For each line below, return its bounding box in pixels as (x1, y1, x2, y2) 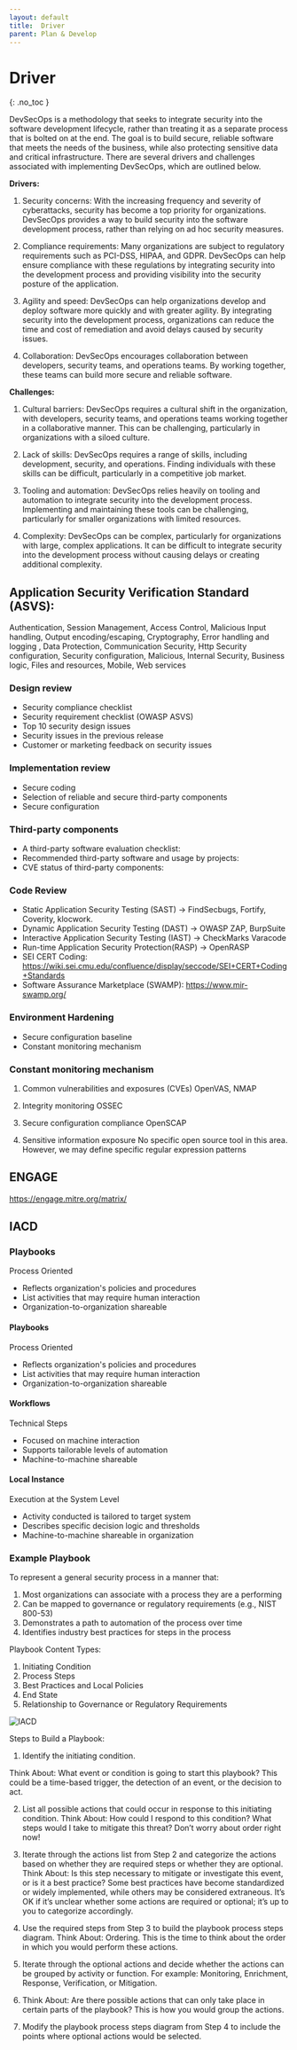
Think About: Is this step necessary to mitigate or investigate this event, (21, 1868, 284, 1879)
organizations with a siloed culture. (21, 432, 151, 443)
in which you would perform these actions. (21, 1942, 179, 1952)
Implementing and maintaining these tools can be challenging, (21, 505, 249, 515)
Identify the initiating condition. (21, 1750, 136, 1761)
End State (21, 1690, 59, 1701)
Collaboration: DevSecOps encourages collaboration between (21, 351, 248, 362)
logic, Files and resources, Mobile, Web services (9, 660, 186, 670)
